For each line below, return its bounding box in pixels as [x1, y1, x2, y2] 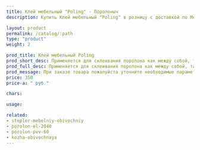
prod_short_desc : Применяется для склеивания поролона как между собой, [6, 58, 190, 64]
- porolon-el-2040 [6, 123, 52, 129]
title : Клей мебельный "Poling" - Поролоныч [6, 8, 118, 15]
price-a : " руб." [6, 80, 49, 86]
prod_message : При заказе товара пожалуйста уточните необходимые [6, 69, 174, 75]
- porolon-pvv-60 [6, 129, 49, 135]
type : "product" [6, 36, 46, 42]
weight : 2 [6, 42, 31, 48]
